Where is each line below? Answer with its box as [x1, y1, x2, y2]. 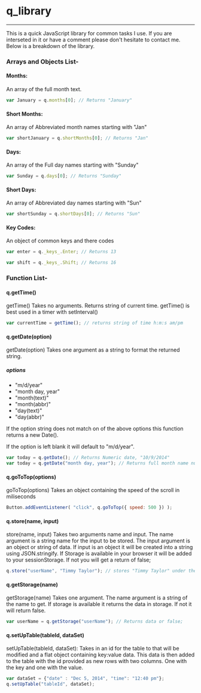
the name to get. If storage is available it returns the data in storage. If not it [6, 601, 192, 608]
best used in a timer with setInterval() [6, 308, 99, 316]
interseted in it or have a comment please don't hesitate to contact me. [6, 36, 181, 43]
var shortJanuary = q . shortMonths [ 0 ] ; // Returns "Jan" [6, 135, 148, 142]
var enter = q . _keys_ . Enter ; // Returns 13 [6, 249, 117, 255]
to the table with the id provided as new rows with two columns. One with [6, 658, 187, 665]
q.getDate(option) [6, 333, 52, 340]
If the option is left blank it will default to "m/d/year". [6, 443, 135, 451]
